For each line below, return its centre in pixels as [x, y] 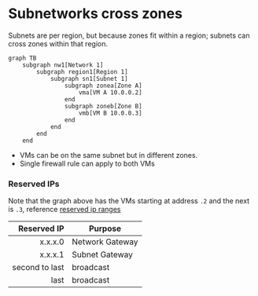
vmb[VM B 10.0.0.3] [111, 113]
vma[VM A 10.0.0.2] [111, 92]
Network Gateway [105, 242]
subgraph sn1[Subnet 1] [89, 79]
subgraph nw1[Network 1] [63, 65]
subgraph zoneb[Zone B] [103, 106]
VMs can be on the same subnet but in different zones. [109, 155]
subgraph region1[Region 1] [82, 71]
